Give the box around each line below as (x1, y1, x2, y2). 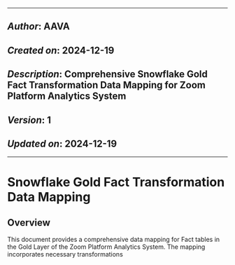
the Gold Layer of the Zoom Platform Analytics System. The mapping (7, 243, 206, 251)
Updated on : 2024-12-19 (7, 137, 117, 149)
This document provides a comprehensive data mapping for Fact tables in (7, 236, 220, 244)
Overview (7, 217, 51, 229)
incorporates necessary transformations (7, 250, 124, 259)
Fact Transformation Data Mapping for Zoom (7, 79, 206, 91)
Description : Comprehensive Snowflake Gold (7, 68, 208, 81)
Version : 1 (7, 114, 51, 126)
